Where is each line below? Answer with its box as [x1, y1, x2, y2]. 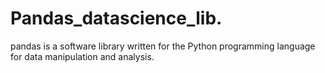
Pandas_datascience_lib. [10, 7, 223, 30]
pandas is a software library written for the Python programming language [10, 40, 316, 52]
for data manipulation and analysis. [10, 50, 155, 62]
